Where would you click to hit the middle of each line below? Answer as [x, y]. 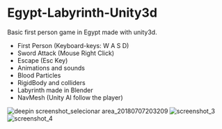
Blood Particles [39, 75]
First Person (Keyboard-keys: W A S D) [73, 45]
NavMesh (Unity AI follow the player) [70, 97]
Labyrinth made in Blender [55, 90]
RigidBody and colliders [51, 82]
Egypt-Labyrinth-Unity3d [82, 13]
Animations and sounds [51, 68]
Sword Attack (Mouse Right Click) [66, 53]
